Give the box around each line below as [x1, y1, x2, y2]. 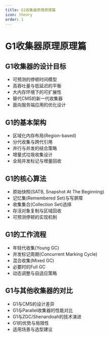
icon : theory [5, 12, 33, 17]
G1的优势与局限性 [12, 320, 49, 326]
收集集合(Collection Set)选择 [12, 201, 72, 207]
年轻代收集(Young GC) [12, 245, 60, 251]
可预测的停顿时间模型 [12, 77, 57, 83]
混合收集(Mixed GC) [12, 257, 54, 263]
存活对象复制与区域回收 [12, 208, 62, 214]
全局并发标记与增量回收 [12, 158, 62, 164]
